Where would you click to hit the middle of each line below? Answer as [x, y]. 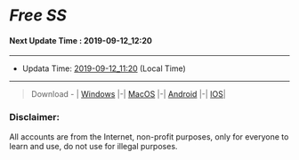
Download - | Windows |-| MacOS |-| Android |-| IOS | [129, 94]
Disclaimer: [35, 117]
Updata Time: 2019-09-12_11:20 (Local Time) [104, 68]
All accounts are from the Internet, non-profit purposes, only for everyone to [149, 136]
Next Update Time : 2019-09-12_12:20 [81, 40]
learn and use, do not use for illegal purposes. [93, 146]
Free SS [38, 16]
